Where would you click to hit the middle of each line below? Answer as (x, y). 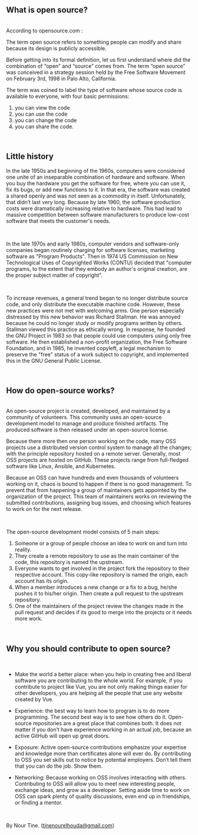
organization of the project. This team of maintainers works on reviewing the (99, 497)
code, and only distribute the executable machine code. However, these (93, 304)
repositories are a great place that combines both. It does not (107, 723)
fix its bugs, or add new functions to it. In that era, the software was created (98, 189)
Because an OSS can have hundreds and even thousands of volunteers (93, 478)
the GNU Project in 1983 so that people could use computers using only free (99, 335)
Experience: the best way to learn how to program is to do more (92, 711)
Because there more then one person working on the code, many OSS (91, 441)
